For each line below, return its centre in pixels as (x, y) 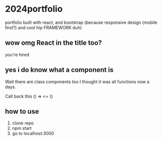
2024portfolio (34, 9)
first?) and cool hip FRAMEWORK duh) (44, 27)
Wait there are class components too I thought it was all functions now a (77, 82)
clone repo (23, 123)
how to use (22, 111)
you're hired (17, 54)
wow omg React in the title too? (54, 43)
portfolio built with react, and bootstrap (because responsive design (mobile (81, 22)
